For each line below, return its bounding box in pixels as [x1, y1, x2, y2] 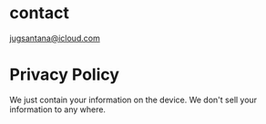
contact [9, 3, 70, 24]
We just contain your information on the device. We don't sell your [9, 94, 258, 105]
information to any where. [9, 103, 107, 115]
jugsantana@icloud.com [9, 33, 100, 43]
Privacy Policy [9, 64, 120, 85]
